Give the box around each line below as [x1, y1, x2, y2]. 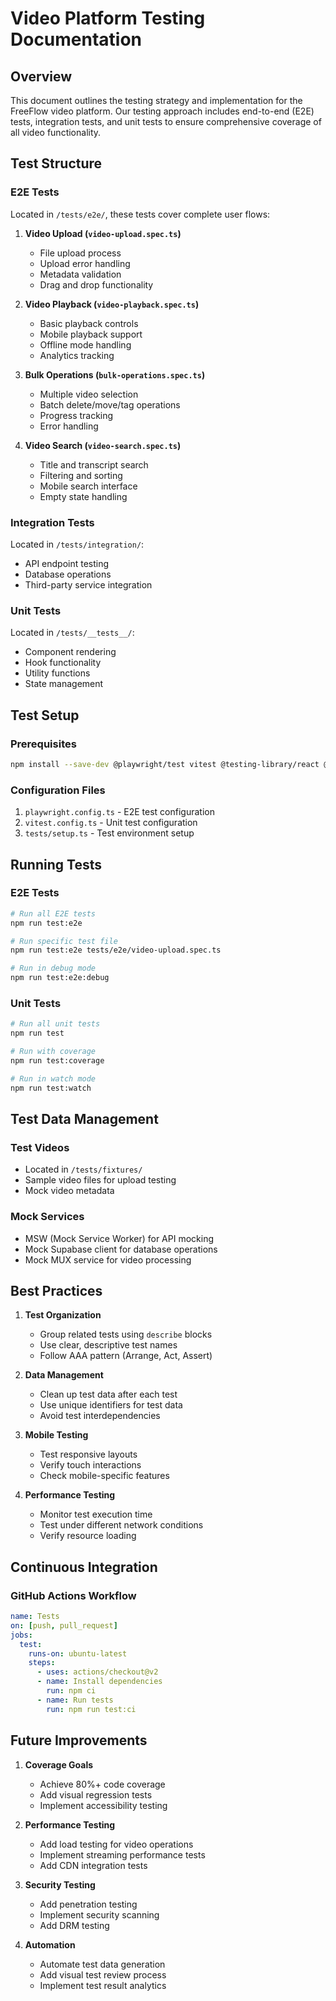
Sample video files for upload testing [24, 1174, 177, 1186]
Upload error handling [39, 257, 131, 269]
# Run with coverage [10, 1047, 97, 1057]
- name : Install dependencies [36, 1677, 163, 1687]
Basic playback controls [39, 317, 139, 329]
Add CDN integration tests [39, 1859, 148, 1871]
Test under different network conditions [39, 1519, 204, 1531]
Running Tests [10, 856, 102, 873]
